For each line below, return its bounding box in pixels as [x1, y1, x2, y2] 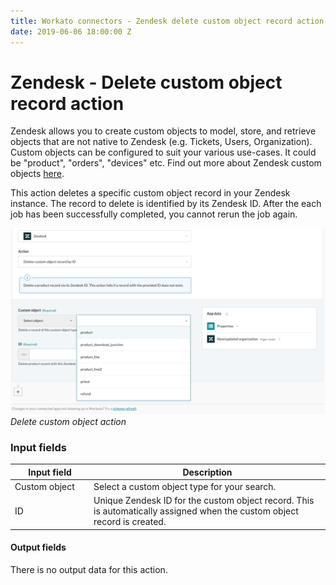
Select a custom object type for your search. [93, 480, 277, 492]
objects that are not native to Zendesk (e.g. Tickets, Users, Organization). [10, 136, 313, 148]
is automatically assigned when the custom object [93, 505, 299, 517]
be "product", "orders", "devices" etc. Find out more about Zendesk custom [10, 157, 322, 169]
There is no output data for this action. [10, 563, 168, 575]
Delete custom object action [10, 415, 127, 427]
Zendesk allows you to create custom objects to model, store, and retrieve [10, 125, 317, 137]
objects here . [10, 168, 65, 180]
